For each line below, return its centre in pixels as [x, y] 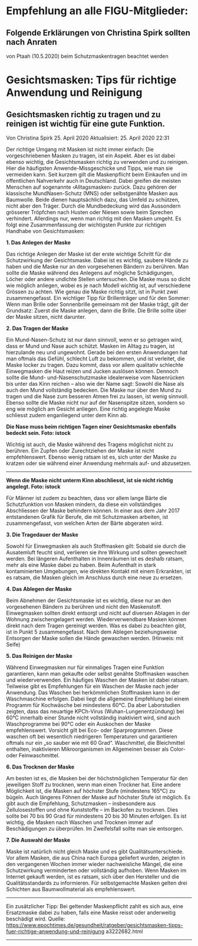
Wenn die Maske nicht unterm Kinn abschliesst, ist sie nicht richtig [90, 480]
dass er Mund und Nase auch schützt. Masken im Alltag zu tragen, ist [90, 346]
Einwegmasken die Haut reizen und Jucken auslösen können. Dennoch [92, 371]
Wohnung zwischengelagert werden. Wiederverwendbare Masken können [96, 619]
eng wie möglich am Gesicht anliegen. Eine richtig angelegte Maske [88, 409]
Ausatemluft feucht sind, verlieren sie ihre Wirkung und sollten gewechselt [96, 552]
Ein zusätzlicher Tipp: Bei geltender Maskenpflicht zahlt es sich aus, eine [95, 906]
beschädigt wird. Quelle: [36, 919]
